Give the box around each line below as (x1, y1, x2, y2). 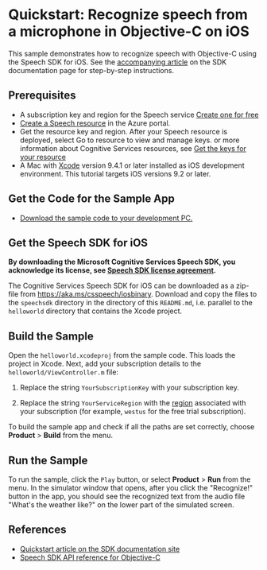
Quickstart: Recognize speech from (8, 6, 248, 24)
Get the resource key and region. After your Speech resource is (19, 126, 228, 136)
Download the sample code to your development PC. (19, 213, 193, 223)
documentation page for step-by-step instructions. (8, 65, 175, 75)
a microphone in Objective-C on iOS (8, 22, 250, 41)
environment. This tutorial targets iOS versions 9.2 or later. (19, 169, 211, 178)
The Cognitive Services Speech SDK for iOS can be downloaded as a (8, 281, 234, 291)
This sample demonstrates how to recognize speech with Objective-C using (8, 48, 257, 58)
